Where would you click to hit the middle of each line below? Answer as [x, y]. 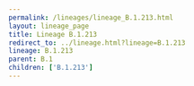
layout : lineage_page [49, 26]
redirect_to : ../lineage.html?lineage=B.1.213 [97, 43]
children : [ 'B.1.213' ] [51, 68]
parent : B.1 [31, 59]
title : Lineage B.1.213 [53, 34]
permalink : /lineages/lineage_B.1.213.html [91, 17]
